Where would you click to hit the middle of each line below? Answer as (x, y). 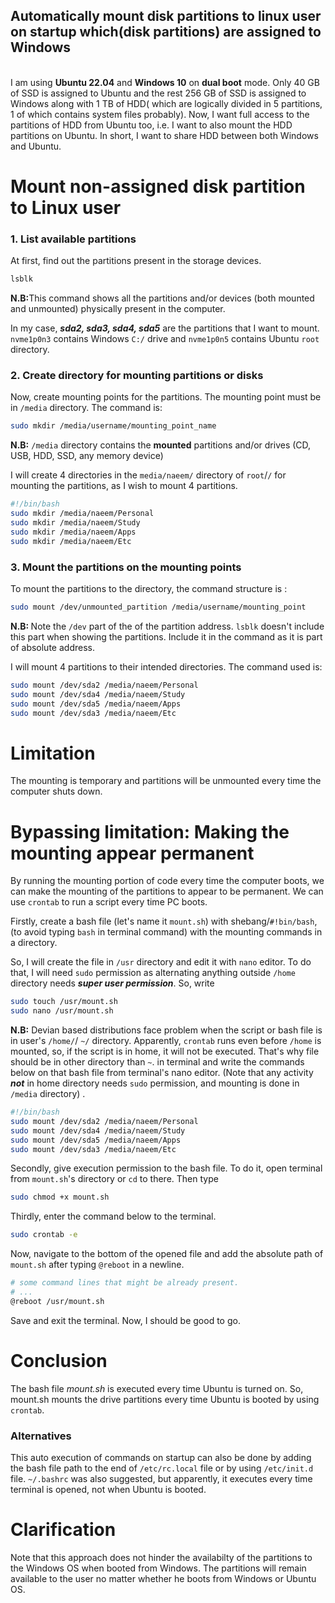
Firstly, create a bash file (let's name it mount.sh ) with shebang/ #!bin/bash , (164, 921)
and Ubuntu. (36, 146)
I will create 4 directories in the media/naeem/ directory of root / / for (148, 475)
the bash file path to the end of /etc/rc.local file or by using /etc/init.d (162, 1468)
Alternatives (41, 1436)
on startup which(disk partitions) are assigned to (166, 32)
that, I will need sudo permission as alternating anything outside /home (153, 973)
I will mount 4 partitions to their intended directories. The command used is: (166, 666)
